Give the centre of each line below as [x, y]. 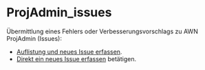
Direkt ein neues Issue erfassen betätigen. [76, 58]
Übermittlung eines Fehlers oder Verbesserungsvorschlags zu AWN [102, 31]
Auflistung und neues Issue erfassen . [69, 52]
